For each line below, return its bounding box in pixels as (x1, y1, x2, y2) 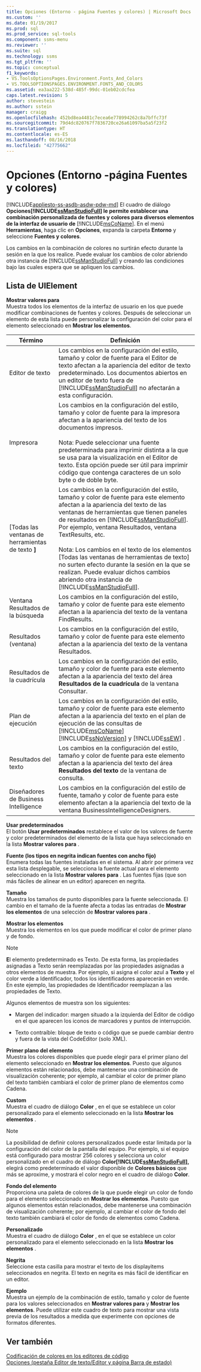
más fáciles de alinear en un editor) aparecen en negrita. (6, 878, 146, 885)
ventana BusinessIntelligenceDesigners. (58, 806, 171, 815)
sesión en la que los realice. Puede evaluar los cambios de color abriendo (6, 250, 188, 258)
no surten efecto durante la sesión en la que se (58, 561, 190, 569)
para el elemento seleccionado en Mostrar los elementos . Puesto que (6, 1195, 179, 1202)
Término (19, 336, 44, 344)
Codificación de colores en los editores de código (6, 1352, 129, 1360)
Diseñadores (9, 787, 45, 796)
